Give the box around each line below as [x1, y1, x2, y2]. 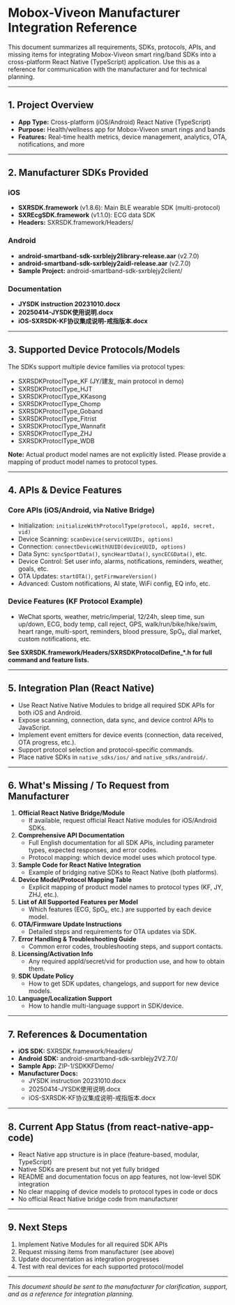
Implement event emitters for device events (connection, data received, [17, 731, 224, 739]
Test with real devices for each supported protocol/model [17, 1262, 184, 1271]
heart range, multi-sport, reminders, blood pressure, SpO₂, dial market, [17, 627, 222, 636]
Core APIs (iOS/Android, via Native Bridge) [8, 505, 156, 515]
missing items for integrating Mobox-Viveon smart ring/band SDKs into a [8, 50, 217, 59]
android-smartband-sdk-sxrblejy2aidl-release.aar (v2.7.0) [17, 259, 191, 267]
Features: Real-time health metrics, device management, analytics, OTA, [17, 133, 227, 141]
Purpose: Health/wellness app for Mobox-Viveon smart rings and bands [17, 125, 226, 133]
